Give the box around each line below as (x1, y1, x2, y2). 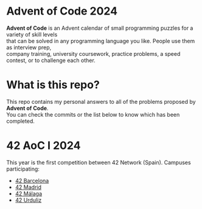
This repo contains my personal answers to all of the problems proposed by (6, 98, 196, 105)
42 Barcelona (15, 177, 49, 184)
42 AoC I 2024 (6, 139, 81, 152)
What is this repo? (6, 78, 100, 92)
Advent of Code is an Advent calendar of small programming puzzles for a (6, 24, 193, 32)
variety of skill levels (6, 30, 58, 38)
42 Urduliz (15, 196, 42, 204)
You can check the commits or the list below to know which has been (6, 111, 180, 118)
